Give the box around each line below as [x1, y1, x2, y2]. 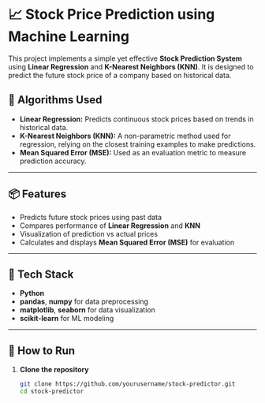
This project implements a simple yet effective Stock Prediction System [8, 54, 243, 63]
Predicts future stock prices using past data [19, 212, 162, 222]
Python [19, 289, 45, 298]
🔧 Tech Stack [8, 267, 74, 281]
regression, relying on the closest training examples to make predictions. [19, 139, 256, 149]
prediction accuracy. [19, 156, 87, 166]
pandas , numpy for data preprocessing [19, 297, 148, 307]
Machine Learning [8, 28, 130, 46]
